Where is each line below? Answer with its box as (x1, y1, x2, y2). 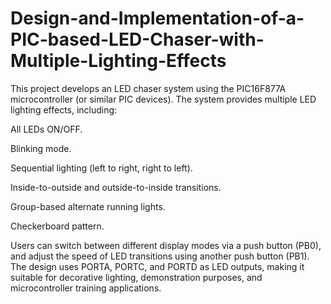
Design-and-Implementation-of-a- (10, 7, 305, 30)
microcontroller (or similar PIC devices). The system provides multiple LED (10, 93, 317, 105)
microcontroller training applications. (10, 282, 162, 294)
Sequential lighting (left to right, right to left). (10, 162, 193, 174)
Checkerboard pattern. (10, 220, 105, 232)
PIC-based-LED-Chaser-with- (10, 28, 265, 51)
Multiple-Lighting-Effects (10, 50, 227, 72)
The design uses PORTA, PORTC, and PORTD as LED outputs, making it (10, 260, 305, 272)
